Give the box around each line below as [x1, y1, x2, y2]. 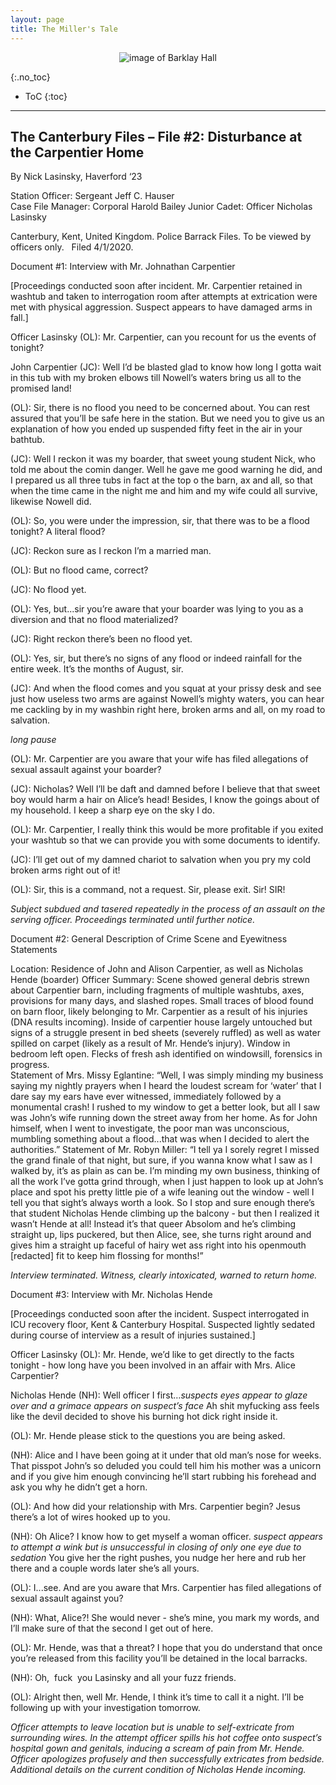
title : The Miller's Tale [10, 24, 118, 34]
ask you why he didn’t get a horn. [10, 1481, 148, 1493]
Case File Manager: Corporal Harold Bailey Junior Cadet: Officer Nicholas [10, 201, 313, 213]
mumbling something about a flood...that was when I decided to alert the [10, 1133, 310, 1145]
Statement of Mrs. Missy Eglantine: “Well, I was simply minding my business [10, 1069, 324, 1081]
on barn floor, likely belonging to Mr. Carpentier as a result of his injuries [10, 1006, 308, 1018]
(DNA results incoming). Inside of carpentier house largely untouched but [10, 1016, 313, 1028]
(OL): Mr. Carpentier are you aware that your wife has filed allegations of [10, 753, 309, 765]
